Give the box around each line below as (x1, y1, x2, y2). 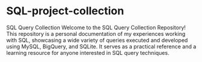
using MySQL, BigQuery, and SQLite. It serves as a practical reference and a (6, 43, 197, 50)
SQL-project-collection (6, 4, 125, 18)
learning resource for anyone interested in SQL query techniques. (6, 49, 169, 56)
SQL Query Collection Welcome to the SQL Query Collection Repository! (6, 24, 186, 31)
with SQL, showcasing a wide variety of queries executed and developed (6, 36, 188, 44)
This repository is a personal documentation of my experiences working (6, 30, 186, 37)
